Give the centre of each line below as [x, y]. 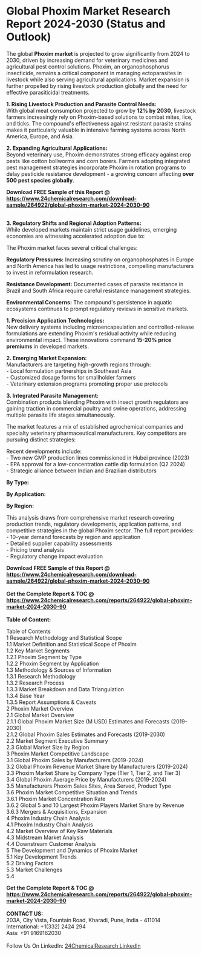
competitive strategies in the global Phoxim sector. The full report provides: [100, 530]
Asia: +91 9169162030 [34, 933]
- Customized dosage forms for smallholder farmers [71, 377]
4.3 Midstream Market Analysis [45, 837]
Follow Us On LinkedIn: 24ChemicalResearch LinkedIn [73, 946]
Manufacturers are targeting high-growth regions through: [79, 364]
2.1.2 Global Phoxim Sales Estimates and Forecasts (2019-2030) [86, 734]
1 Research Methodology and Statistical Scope [64, 637]
